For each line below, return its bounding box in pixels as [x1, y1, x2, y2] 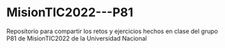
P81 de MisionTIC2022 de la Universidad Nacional [6, 34, 148, 42]
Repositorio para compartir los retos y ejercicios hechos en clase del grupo [6, 27, 218, 35]
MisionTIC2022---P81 [6, 5, 134, 20]
